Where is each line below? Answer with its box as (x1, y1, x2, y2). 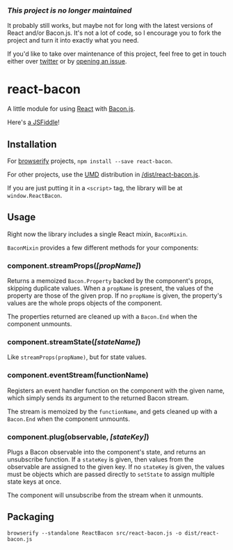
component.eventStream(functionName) (7, 370, 149, 380)
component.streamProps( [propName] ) (7, 261, 141, 270)
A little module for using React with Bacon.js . (7, 105, 136, 113)
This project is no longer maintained (7, 6, 132, 15)
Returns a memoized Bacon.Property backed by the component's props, (7, 277, 214, 285)
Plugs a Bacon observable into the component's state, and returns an (7, 448, 206, 457)
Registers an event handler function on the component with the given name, (7, 386, 225, 395)
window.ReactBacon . (7, 191, 63, 200)
